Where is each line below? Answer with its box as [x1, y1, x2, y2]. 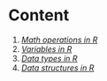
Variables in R [20, 43, 73, 54]
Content [8, 5, 70, 26]
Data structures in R [20, 63, 95, 73]
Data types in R [20, 53, 78, 63]
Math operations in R [20, 34, 98, 45]
